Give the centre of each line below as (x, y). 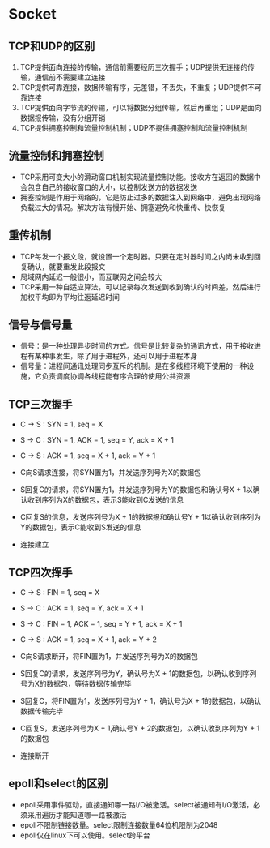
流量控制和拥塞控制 (56, 156)
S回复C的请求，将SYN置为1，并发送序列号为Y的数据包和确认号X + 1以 (136, 490)
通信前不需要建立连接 (70, 77)
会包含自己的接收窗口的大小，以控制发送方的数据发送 (109, 186)
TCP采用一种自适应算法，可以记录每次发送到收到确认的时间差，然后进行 (140, 287)
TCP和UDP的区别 (52, 46)
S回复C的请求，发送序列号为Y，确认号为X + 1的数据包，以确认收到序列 (138, 674)
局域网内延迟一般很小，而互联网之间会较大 (91, 276)
